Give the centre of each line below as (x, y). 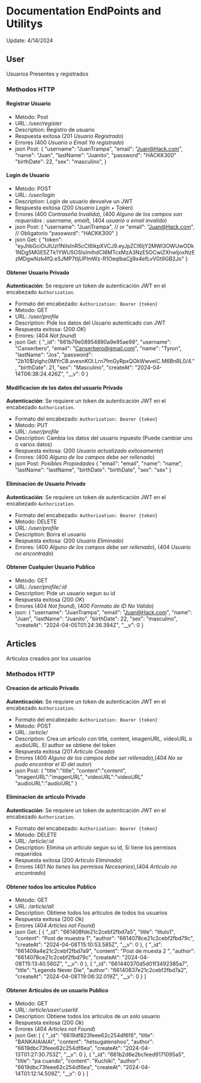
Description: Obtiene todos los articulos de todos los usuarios (91, 913)
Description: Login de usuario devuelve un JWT (74, 202)
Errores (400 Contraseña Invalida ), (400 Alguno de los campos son (99, 214)
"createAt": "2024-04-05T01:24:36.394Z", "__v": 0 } (79, 625)
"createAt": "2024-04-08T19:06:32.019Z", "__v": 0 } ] (80, 977)
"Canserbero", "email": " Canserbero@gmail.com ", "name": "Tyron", (98, 349)
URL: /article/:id (34, 841)
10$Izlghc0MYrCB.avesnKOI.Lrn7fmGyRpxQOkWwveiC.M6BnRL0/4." (109, 361)
